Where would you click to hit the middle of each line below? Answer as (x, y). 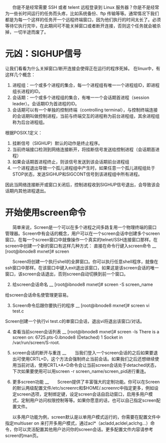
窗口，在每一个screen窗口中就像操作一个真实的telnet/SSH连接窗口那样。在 (82, 239)
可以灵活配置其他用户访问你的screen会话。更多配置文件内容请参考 (86, 429)
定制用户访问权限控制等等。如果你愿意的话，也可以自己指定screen (89, 400)
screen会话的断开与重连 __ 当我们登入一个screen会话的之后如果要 (83, 353)
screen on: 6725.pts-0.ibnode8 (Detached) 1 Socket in (67, 337)
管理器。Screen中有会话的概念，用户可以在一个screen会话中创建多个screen (83, 233)
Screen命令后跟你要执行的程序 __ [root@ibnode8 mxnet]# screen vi (81, 305)
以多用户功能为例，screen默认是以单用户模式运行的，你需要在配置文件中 (86, 417)
